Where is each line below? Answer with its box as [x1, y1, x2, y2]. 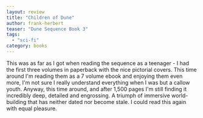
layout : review [6, 9, 45, 15]
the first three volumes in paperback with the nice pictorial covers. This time [6, 66, 197, 73]
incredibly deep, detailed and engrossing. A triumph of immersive [6, 92, 170, 99]
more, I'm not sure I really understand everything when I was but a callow [6, 78, 190, 86]
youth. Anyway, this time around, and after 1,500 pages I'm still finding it [6, 85, 187, 92]
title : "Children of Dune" [6, 15, 75, 21]
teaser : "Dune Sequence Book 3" [6, 26, 88, 32]
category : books [6, 43, 47, 49]
